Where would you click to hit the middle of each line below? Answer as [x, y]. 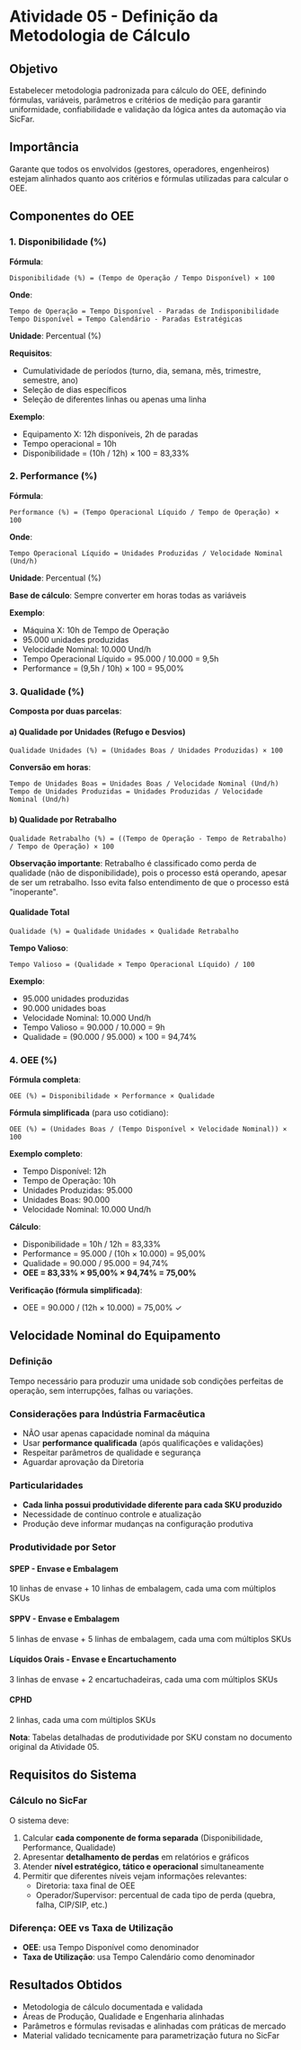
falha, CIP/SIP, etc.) [71, 1904]
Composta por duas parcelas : [66, 711]
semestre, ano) [50, 380]
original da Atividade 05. [54, 1747]
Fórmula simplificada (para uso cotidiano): [89, 1113]
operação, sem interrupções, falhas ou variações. [101, 1390]
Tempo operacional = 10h [69, 443]
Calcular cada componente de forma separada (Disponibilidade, [142, 1837]
